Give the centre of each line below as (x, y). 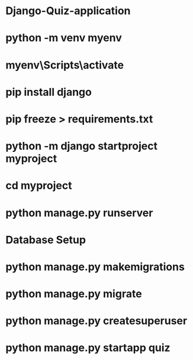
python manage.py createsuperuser (96, 321)
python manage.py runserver (79, 213)
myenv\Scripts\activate (65, 65)
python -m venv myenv (64, 38)
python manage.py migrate (74, 294)
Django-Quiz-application (68, 11)
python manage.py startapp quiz (88, 348)
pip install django (49, 92)
